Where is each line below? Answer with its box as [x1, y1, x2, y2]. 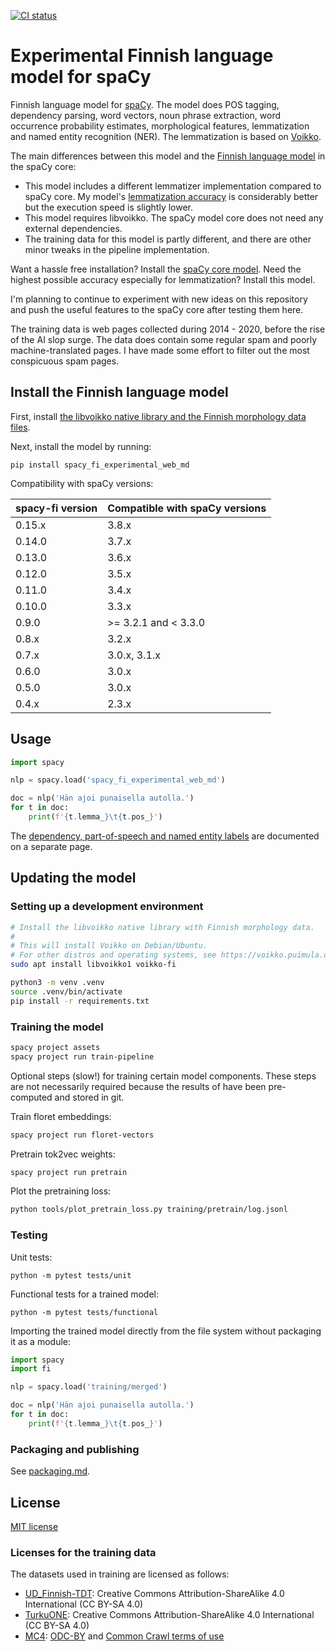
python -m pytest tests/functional [10, 1307, 159, 1317]
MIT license [10, 1520, 59, 1532]
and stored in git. [54, 1091, 125, 1103]
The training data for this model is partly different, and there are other [24, 233, 312, 245]
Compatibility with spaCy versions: [10, 477, 154, 489]
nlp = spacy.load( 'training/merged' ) [10, 1382, 168, 1392]
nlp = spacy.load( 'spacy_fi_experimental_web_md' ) [10, 775, 226, 785]
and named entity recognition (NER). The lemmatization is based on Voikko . [10, 130, 322, 142]
